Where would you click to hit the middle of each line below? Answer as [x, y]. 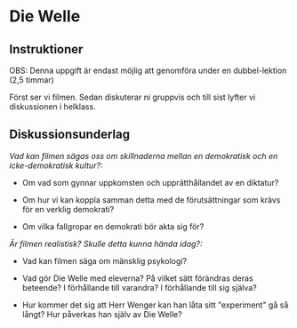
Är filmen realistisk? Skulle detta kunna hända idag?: [106, 244]
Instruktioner [46, 49]
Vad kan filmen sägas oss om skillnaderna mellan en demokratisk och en [144, 156]
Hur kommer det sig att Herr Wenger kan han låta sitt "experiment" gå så [155, 305]
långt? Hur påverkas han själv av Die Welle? [102, 314]
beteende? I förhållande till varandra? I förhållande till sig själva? [140, 287]
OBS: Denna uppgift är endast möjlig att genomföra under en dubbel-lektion [148, 70]
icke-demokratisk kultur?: [56, 165]
